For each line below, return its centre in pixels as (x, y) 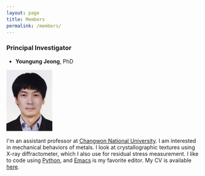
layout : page (23, 13)
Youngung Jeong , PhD (44, 61)
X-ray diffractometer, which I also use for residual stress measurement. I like (102, 154)
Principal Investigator (39, 48)
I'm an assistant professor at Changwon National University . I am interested (101, 141)
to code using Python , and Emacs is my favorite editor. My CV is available (99, 160)
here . (13, 167)
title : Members (26, 19)
